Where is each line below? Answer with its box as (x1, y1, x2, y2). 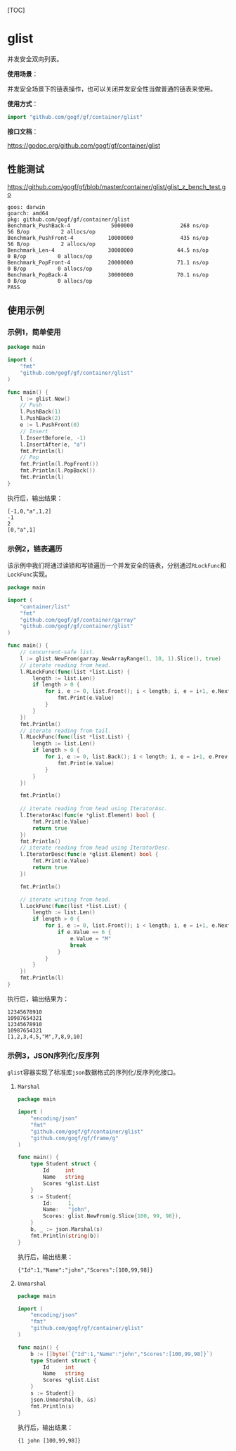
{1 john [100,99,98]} (17, 1437, 81, 1444)
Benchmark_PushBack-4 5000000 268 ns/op (7, 222, 209, 229)
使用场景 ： (7, 70, 39, 78)
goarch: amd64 (7, 210, 49, 217)
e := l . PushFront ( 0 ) (20, 421, 80, 428)
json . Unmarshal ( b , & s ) (30, 1396, 97, 1403)
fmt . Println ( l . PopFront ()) (20, 461, 99, 468)
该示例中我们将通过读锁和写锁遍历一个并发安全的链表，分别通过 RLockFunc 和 (7, 561, 227, 570)
